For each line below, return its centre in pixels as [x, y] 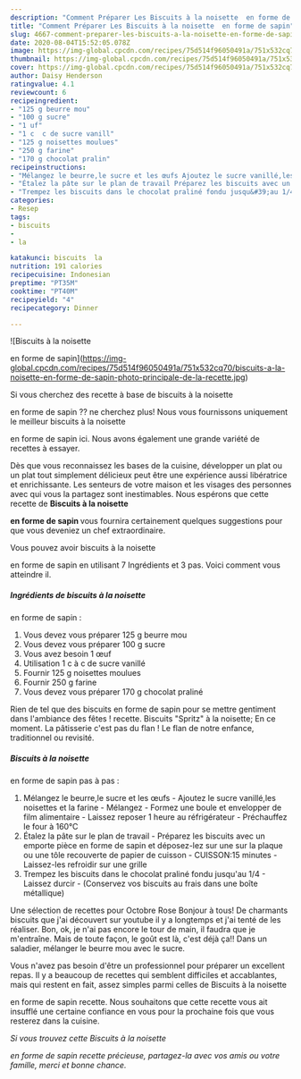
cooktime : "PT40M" [44, 291]
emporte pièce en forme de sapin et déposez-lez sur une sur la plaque [153, 846]
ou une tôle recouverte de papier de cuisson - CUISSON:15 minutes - [150, 856]
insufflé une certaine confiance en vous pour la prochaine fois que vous [142, 1012]
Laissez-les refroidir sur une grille [85, 864]
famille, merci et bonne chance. [68, 1066]
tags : [20, 217]
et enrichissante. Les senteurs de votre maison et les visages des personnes [151, 485]
